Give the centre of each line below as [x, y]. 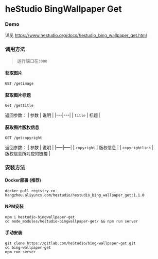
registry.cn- [44, 191]
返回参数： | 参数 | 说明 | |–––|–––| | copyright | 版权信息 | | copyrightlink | [79, 148]
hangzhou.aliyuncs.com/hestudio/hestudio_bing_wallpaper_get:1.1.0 [75, 195]
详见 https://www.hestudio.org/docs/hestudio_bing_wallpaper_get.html [76, 36]
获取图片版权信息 [22, 127]
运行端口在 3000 [32, 61]
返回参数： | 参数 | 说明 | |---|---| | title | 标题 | [53, 115]
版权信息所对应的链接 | [28, 154]
